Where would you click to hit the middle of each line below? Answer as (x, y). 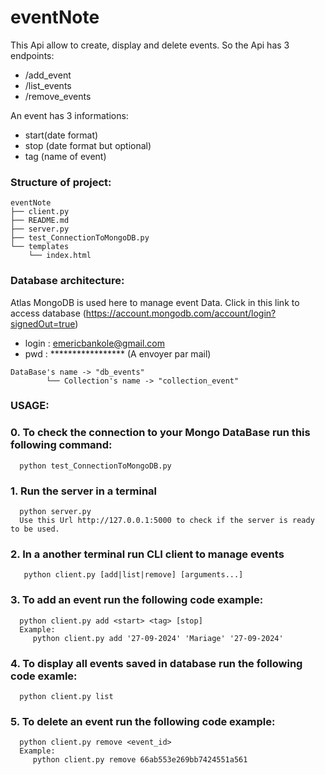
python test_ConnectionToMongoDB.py (95, 466)
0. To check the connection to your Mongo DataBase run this (160, 433)
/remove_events (58, 96)
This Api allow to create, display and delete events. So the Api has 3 (150, 45)
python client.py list (66, 696)
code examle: (44, 676)
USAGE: (30, 406)
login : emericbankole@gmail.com (94, 343)
